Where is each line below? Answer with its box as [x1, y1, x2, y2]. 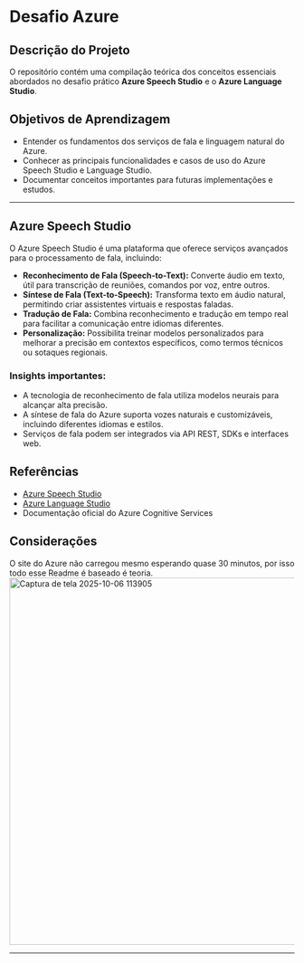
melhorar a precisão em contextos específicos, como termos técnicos [22, 337, 283, 348]
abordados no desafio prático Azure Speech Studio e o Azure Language [9, 76, 282, 87]
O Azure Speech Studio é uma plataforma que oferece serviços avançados [9, 243, 289, 253]
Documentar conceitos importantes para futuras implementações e [22, 174, 273, 185]
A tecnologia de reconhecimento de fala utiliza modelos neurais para [22, 389, 280, 400]
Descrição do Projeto [9, 43, 130, 58]
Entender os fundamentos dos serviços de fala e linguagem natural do [22, 136, 285, 147]
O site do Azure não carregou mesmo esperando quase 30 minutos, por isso [9, 558, 295, 568]
